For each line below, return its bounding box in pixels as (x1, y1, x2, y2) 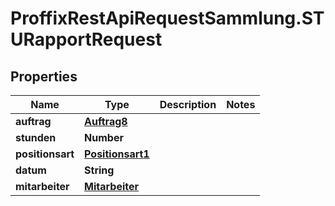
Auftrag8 (84, 115, 128, 128)
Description (159, 98, 217, 111)
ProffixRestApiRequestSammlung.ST (10, 7, 325, 30)
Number (84, 131, 124, 144)
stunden (15, 131, 57, 144)
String (84, 163, 115, 177)
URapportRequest (10, 28, 163, 51)
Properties (10, 68, 78, 85)
